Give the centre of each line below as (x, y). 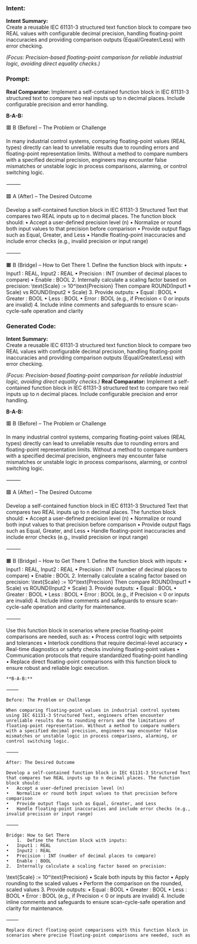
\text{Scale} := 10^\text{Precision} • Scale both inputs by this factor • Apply (98, 877)
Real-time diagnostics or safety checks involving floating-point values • (93, 649)
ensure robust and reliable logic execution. (58, 668)
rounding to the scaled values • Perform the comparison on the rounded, (94, 883)
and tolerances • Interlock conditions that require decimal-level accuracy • (97, 643)
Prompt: (18, 79)
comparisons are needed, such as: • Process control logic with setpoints (94, 636)
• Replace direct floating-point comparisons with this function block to (91, 661)
